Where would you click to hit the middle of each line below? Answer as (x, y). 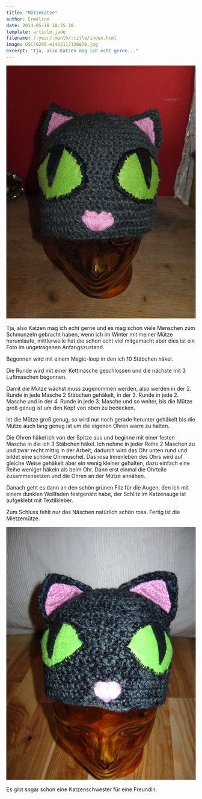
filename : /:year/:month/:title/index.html (62, 38)
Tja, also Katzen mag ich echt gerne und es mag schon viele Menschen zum (101, 328)
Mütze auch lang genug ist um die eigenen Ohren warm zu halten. (88, 426)
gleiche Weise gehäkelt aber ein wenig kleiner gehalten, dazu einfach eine (98, 463)
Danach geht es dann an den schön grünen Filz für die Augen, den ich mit (98, 487)
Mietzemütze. (23, 518)
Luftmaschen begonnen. (37, 377)
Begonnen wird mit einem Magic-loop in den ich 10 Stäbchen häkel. (90, 359)
